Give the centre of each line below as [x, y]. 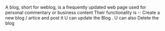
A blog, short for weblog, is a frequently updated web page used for [76, 7]
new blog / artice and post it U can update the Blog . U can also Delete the [82, 18]
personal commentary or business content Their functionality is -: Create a [82, 12]
